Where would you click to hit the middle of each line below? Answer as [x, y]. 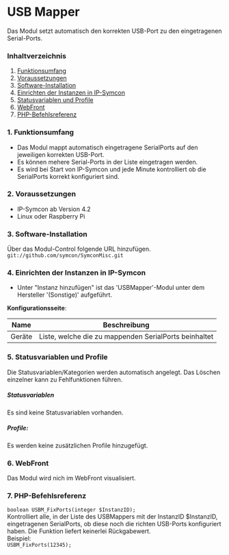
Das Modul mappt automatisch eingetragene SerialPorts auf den [107, 147]
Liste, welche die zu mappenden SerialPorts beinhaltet [126, 336]
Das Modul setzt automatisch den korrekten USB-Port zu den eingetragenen [114, 31]
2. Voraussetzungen [42, 194]
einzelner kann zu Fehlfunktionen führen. [65, 379]
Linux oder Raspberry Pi [51, 216]
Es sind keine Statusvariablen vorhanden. [65, 412]
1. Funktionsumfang [40, 132]
